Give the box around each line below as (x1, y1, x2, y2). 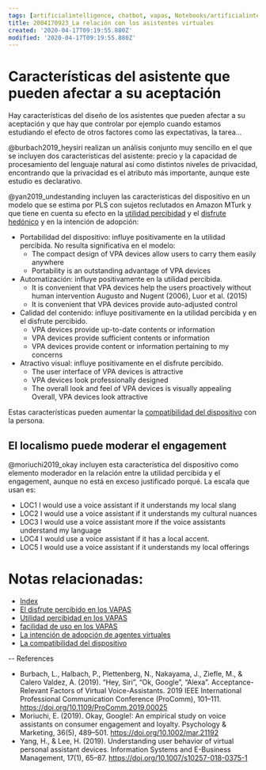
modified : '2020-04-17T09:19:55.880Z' (8, 33, 136, 42)
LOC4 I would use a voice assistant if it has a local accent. (19, 534, 210, 543)
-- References (8, 654, 54, 663)
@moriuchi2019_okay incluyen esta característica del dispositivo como (8, 460, 239, 469)
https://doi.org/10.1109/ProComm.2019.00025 (19, 702, 168, 712)
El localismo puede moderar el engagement (8, 438, 227, 452)
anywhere (31, 258, 65, 267)
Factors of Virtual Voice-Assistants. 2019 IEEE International (50, 685, 242, 695)
